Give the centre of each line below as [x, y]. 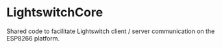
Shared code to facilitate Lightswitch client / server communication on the [111, 31]
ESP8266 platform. [33, 38]
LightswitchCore [55, 13]
